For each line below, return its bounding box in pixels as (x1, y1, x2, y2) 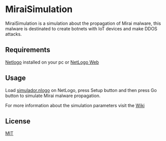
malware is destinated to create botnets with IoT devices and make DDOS (5, 25, 157, 31)
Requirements (5, 45, 50, 54)
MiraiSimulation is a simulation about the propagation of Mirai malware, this (5, 20, 161, 26)
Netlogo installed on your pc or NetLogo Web (5, 59, 99, 65)
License (5, 117, 31, 125)
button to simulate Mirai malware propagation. (5, 92, 101, 99)
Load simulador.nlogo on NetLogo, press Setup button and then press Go (5, 87, 157, 93)
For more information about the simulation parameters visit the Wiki (5, 102, 145, 108)
